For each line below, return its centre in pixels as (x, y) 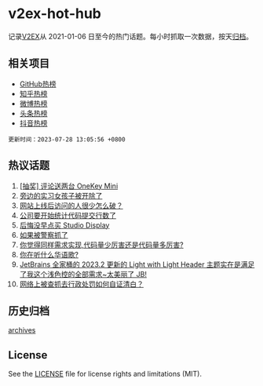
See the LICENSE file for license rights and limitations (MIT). (105, 374)
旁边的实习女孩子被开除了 (61, 195)
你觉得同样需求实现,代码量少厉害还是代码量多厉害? (101, 245)
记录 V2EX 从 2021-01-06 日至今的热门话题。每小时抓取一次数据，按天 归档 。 (131, 36)
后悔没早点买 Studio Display (64, 225)
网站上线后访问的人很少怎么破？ (71, 206)
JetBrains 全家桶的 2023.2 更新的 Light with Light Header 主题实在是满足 (137, 264)
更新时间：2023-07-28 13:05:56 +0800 (67, 139)
